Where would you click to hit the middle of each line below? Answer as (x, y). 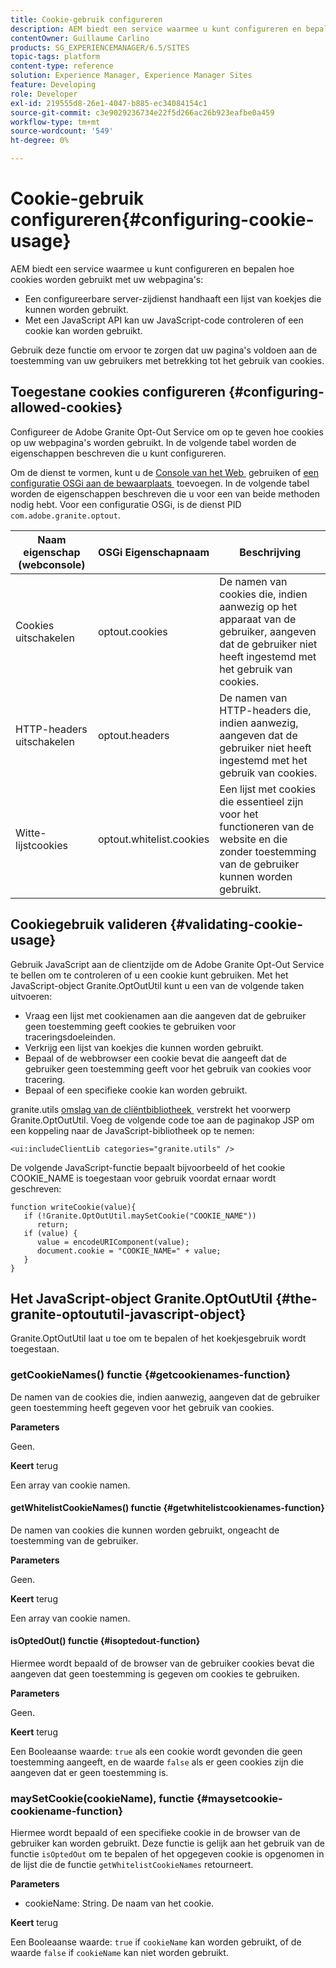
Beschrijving (270, 552)
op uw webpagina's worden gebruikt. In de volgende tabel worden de (153, 442)
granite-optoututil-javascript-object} (128, 1314)
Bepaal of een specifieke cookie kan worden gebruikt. (136, 1090)
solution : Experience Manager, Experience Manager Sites (131, 76)
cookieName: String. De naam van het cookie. (119, 1903)
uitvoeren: (31, 996)
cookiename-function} (67, 1811)
